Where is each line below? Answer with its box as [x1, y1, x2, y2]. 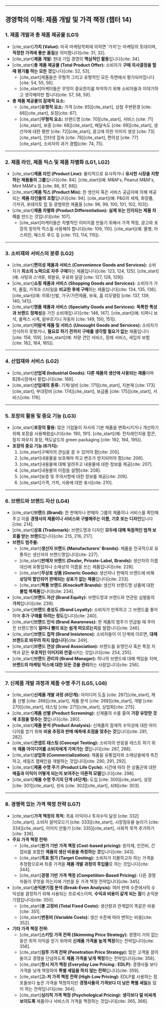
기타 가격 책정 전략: [12, 925, 49, 931]
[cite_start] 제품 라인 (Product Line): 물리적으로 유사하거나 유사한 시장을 [12, 170, 150, 176]
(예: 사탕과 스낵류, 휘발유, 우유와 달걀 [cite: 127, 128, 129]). [12, 274, 124, 280]
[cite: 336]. [12, 831, 35, 837]
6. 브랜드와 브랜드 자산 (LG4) [5, 498, 70, 504]
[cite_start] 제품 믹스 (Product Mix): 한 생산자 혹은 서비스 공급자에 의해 [12, 189, 148, 195]
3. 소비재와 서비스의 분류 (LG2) [5, 250, 74, 257]
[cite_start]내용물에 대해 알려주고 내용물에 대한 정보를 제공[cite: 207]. [19, 461, 153, 467]
